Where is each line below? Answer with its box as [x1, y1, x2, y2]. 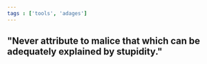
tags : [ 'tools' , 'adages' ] [7, 10, 88, 17]
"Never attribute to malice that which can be [7, 35, 201, 47]
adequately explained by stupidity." [7, 46, 163, 58]
